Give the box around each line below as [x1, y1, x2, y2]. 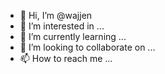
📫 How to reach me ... [19, 53, 113, 64]
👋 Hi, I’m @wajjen [19, 10, 93, 21]
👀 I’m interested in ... [19, 20, 105, 32]
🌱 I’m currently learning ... [19, 31, 127, 42]
